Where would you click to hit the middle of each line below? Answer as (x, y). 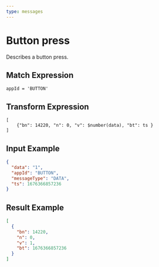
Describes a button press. (37, 57)
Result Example (35, 207)
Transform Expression (48, 107)
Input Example (33, 148)
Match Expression (40, 75)
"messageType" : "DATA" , (40, 178)
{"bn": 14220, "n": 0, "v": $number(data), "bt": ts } (85, 126)
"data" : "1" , (27, 167)
